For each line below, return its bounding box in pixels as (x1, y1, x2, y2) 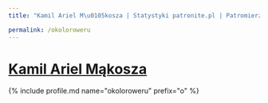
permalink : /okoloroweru (8, 25, 91, 34)
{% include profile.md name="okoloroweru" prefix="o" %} (8, 86, 199, 96)
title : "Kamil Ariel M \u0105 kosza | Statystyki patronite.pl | (8, 11, 223, 20)
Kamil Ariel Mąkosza (8, 60, 148, 78)
